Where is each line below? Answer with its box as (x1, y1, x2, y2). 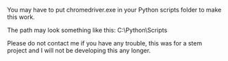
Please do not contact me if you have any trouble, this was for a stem (7, 39, 203, 47)
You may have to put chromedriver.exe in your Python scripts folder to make (7, 6, 222, 14)
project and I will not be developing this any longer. (7, 47, 151, 54)
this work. (7, 13, 36, 21)
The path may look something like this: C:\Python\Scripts (7, 26, 168, 34)
